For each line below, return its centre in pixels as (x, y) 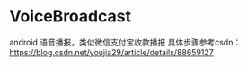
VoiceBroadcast (71, 16)
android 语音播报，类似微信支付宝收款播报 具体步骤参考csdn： (125, 42)
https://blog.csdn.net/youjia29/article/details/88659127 (111, 52)
